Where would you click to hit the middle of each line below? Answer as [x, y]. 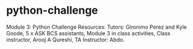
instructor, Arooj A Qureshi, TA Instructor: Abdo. [66, 39]
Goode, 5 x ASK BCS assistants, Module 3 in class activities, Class [88, 33]
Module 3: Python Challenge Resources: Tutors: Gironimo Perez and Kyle [97, 27]
